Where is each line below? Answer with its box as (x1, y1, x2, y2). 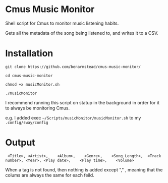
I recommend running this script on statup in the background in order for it (5, 99, 160, 105)
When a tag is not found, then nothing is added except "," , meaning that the (5, 166, 163, 172)
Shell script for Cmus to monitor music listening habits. (5, 20, 119, 26)
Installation (5, 48, 53, 59)
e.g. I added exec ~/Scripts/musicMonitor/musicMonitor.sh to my (5, 114, 141, 120)
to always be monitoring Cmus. (5, 105, 70, 111)
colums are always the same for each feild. (5, 172, 94, 178)
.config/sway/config (5, 120, 49, 125)
